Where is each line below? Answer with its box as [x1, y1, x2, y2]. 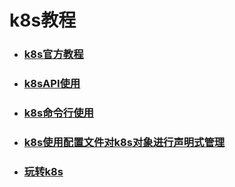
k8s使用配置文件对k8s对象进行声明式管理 [23, 135, 226, 149]
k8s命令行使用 [23, 106, 94, 120]
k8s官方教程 [23, 47, 84, 61]
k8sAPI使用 [23, 77, 81, 91]
